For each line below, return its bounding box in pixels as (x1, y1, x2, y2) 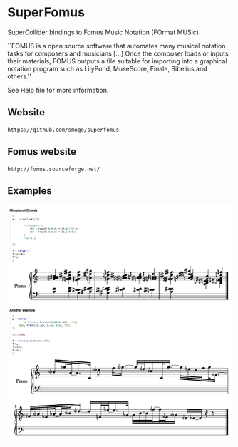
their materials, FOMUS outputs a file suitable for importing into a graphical (7, 56, 227, 65)
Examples (7, 185, 52, 197)
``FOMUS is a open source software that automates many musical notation (7, 41, 226, 50)
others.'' (7, 72, 32, 81)
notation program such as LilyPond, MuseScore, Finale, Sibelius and (7, 64, 208, 73)
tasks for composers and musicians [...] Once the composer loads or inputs (7, 49, 229, 58)
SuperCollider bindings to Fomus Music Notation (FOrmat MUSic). (7, 28, 201, 36)
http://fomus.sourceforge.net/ (7, 165, 100, 173)
